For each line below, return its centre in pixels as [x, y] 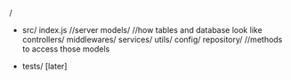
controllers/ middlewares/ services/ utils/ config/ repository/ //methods [152, 40]
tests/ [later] [44, 66]
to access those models [66, 49]
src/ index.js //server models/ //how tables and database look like [142, 30]
